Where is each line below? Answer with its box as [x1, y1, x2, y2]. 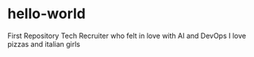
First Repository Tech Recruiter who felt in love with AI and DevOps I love [7, 31, 247, 40]
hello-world [7, 5, 87, 23]
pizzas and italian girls [7, 39, 81, 48]
